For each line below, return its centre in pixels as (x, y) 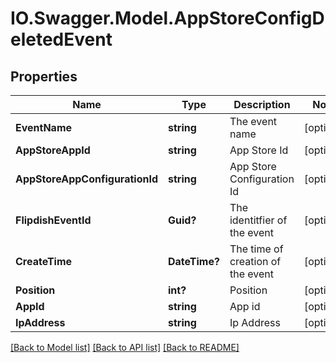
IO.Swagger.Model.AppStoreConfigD (167, 18)
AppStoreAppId (53, 150)
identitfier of (258, 220)
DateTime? (194, 261)
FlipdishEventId (53, 220)
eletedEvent (61, 39)
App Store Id (259, 150)
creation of (255, 261)
